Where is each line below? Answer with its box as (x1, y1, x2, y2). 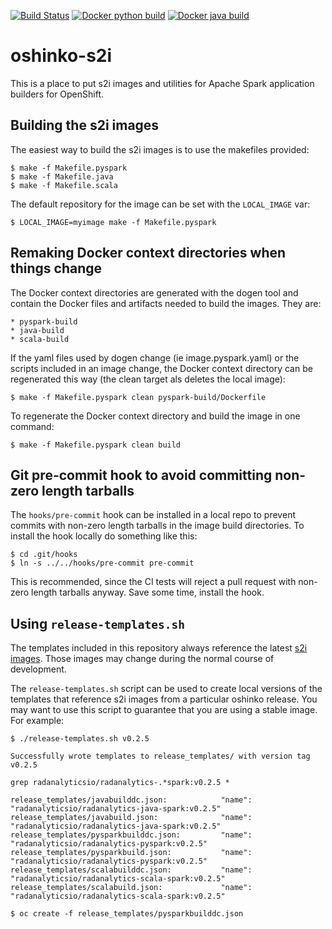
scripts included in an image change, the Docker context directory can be (10, 362, 313, 374)
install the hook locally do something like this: (10, 530, 198, 542)
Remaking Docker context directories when (10, 245, 287, 262)
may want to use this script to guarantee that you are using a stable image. (10, 704, 318, 716)
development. (10, 663, 67, 675)
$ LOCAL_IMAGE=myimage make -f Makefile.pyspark (10, 217, 217, 227)
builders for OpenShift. (10, 88, 105, 100)
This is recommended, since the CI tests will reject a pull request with (10, 576, 297, 588)
